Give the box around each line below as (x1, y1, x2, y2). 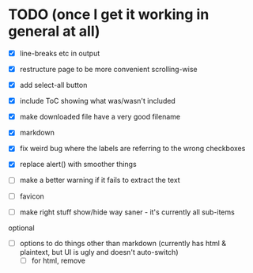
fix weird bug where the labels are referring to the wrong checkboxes (19, 144, 246, 154)
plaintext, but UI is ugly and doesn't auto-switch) (19, 247, 179, 256)
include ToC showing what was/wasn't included (19, 97, 176, 106)
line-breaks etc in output (19, 48, 100, 58)
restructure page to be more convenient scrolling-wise (19, 65, 198, 74)
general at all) (8, 22, 100, 40)
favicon (19, 191, 45, 201)
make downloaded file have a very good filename (19, 112, 180, 122)
